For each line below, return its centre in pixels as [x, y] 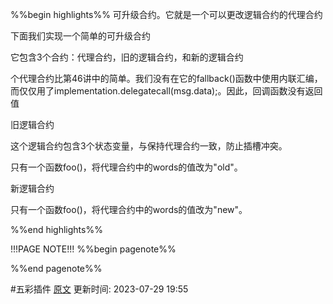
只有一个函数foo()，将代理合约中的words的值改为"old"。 [126, 167]
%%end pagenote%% [56, 268]
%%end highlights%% [56, 229]
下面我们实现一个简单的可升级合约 [80, 36]
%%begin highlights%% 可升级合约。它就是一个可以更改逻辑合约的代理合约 [166, 14]
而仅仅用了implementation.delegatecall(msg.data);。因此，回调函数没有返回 [166, 91]
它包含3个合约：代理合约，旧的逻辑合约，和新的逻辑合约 [127, 57]
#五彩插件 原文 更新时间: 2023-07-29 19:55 [99, 289]
